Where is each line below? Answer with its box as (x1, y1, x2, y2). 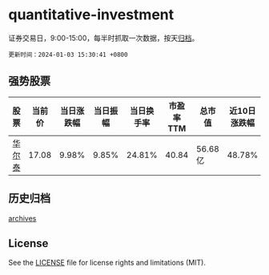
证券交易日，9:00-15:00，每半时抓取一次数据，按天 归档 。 (8, 33, 199, 42)
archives (8, 213, 37, 223)
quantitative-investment (8, 6, 175, 24)
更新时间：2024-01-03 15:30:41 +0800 (8, 51, 128, 59)
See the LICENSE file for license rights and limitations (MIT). (8, 258, 207, 268)
